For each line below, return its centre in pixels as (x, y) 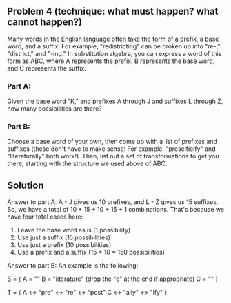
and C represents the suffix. (47, 68)
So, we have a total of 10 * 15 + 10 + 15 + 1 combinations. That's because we (116, 210)
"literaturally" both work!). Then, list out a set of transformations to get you (113, 156)
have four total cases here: (45, 217)
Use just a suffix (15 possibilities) (64, 237)
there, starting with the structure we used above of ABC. (87, 164)
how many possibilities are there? (54, 109)
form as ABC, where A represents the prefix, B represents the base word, (111, 61)
